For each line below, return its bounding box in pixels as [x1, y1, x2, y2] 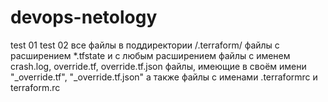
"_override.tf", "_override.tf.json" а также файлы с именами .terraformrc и [10, 71, 318, 83]
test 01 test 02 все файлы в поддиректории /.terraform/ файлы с [10, 39, 280, 51]
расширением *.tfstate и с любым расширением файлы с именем [10, 49, 291, 61]
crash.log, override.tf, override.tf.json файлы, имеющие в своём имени [10, 60, 307, 72]
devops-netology [10, 6, 158, 29]
